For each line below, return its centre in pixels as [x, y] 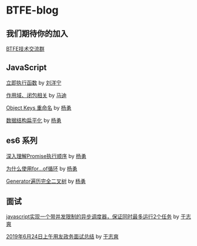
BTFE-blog [32, 10]
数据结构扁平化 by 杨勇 [34, 120]
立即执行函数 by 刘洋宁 [34, 83]
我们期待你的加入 [37, 33]
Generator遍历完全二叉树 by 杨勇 [46, 181]
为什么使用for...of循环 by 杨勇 [42, 168]
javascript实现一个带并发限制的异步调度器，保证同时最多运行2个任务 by [93, 217]
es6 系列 [22, 141]
